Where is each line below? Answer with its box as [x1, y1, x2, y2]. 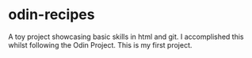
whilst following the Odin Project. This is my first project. [8, 40, 193, 49]
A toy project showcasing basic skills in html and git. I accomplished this [8, 32, 244, 41]
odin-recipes [8, 6, 95, 24]
